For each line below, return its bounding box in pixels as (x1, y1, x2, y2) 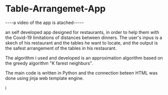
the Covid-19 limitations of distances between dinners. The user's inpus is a (5, 34, 162, 40)
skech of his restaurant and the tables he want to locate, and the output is (5, 39, 158, 45)
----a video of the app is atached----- (5, 19, 84, 25)
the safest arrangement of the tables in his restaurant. (5, 45, 117, 51)
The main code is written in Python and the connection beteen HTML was (5, 69, 158, 75)
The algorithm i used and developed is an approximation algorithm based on (5, 54, 163, 60)
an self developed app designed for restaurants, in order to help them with (5, 29, 159, 35)
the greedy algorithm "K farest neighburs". (5, 60, 93, 66)
